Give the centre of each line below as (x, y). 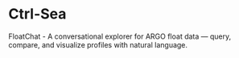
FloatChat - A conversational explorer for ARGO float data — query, (120, 36)
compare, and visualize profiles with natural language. (98, 44)
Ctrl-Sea (37, 14)
